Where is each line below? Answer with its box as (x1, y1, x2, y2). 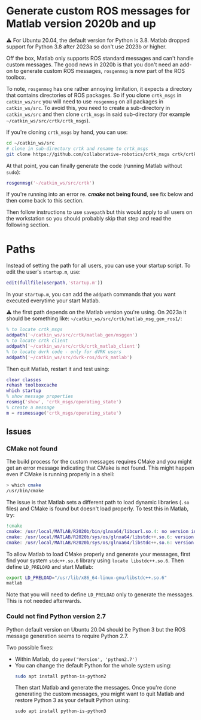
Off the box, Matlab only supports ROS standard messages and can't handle (6, 54, 194, 62)
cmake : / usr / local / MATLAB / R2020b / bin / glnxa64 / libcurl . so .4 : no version (6, 528, 189, 534)
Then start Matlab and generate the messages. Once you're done (14, 684, 176, 691)
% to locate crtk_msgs (6, 327, 63, 333)
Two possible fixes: (6, 644, 54, 651)
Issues (6, 427, 32, 437)
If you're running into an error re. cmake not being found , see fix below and (6, 191, 193, 198)
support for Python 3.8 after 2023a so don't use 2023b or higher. (6, 43, 167, 50)
